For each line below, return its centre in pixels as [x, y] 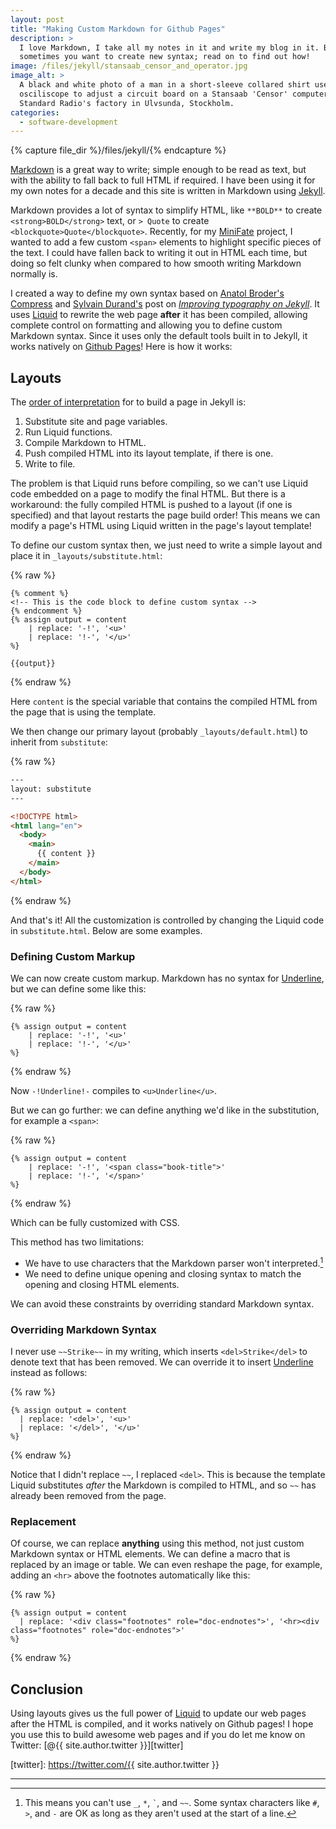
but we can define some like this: [78, 988]
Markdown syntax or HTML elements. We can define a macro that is [150, 1554]
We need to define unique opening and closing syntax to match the [163, 1273]
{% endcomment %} [46, 611]
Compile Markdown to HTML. [85, 443]
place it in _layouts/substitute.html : [86, 556]
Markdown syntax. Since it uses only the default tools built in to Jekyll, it [159, 336]
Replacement [43, 1521]
